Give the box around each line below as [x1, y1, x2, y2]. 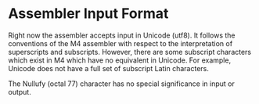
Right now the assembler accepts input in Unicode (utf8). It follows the [8, 30, 236, 40]
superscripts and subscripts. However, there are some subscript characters [8, 47, 252, 56]
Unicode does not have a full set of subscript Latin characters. [8, 63, 210, 73]
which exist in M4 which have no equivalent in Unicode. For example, [8, 56, 232, 65]
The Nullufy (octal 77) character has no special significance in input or [8, 79, 235, 88]
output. [8, 87, 31, 96]
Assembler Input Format [8, 5, 169, 23]
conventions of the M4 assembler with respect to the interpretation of [8, 38, 233, 48]
